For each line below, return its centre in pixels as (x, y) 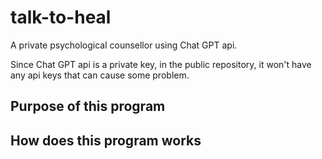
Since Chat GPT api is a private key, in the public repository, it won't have (161, 64)
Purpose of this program (88, 106)
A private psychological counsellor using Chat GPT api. (124, 45)
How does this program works (106, 140)
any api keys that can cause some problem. (100, 75)
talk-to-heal (61, 17)
